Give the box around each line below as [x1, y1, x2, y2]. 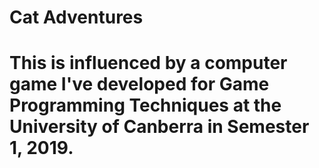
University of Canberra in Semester [9, 116, 310, 138]
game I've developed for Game [9, 73, 270, 96]
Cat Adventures [9, 6, 144, 29]
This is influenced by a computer [9, 52, 288, 75]
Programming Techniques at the [9, 94, 282, 117]
